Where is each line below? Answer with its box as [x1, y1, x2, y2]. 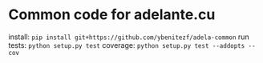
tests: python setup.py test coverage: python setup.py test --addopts [8, 40, 245, 49]
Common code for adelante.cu [8, 6, 216, 24]
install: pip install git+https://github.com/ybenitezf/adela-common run [8, 32, 250, 41]
